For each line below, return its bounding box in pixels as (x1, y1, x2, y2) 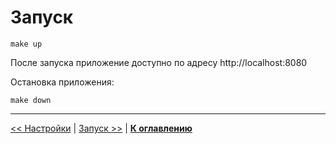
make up (10, 39, 43, 49)
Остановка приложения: (10, 76, 115, 88)
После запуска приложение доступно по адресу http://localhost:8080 (10, 56, 308, 68)
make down (10, 95, 52, 105)
